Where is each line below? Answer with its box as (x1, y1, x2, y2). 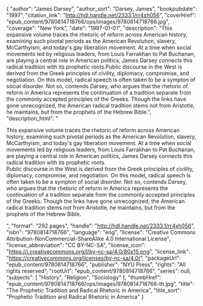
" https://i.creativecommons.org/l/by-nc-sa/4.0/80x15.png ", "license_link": (6, 248, 191, 255)
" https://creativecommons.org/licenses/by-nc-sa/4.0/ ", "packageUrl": (6, 254, 181, 262)
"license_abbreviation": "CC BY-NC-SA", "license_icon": (6, 242, 146, 248)
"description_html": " (6, 115, 59, 122)
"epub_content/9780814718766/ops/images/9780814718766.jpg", (6, 18, 170, 25)
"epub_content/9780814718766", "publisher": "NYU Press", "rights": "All (6, 261, 186, 268)
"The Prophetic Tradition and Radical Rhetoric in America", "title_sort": (6, 287, 182, 294)
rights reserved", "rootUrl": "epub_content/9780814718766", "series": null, (6, 267, 191, 274)
